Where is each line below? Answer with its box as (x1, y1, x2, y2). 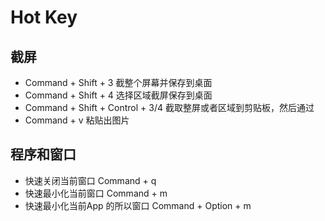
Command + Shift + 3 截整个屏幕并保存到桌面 (24, 77, 213, 88)
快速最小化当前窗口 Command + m (24, 187, 168, 199)
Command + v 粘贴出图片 (24, 114, 130, 126)
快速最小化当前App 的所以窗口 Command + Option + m (24, 199, 252, 211)
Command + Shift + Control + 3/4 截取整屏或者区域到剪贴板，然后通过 (24, 102, 315, 113)
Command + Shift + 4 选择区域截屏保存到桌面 (24, 89, 213, 101)
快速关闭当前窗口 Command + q (24, 174, 157, 186)
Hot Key (10, 6, 78, 29)
